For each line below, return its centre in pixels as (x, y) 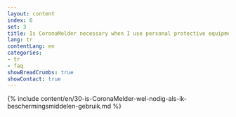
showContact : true (34, 79)
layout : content (31, 14)
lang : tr (20, 40)
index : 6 (20, 20)
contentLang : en (31, 46)
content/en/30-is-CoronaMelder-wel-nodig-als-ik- (114, 99)
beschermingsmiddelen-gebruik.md (59, 106)
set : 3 (17, 27)
